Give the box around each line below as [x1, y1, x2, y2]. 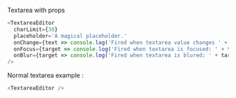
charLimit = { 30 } [13, 26, 58, 33]
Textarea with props [7, 6, 65, 14]
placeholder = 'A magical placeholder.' [13, 32, 128, 39]
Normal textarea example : [7, 71, 84, 80]
